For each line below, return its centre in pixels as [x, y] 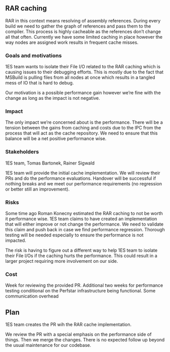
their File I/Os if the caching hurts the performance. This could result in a [81, 256]
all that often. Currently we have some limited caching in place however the [84, 37]
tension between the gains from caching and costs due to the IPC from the [83, 128]
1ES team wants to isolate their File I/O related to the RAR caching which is [83, 67]
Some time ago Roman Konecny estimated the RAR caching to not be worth [84, 213]
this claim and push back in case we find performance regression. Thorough [85, 229]
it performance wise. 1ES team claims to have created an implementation [81, 219]
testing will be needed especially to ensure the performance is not [74, 235]
